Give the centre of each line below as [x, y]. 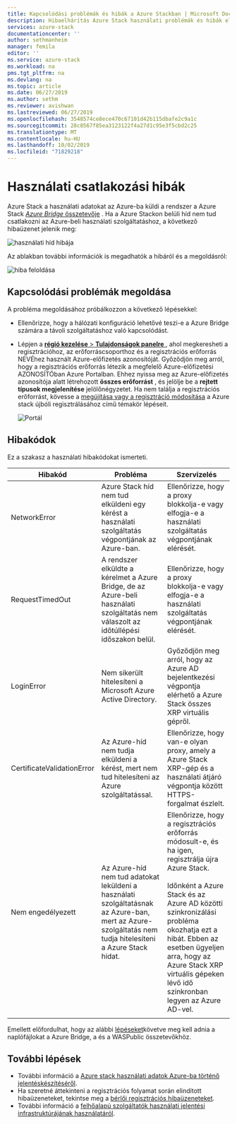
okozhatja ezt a [192, 930]
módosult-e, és [193, 841]
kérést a [115, 513]
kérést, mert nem [129, 768]
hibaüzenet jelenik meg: [42, 229]
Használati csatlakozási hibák [96, 187]
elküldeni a [119, 759]
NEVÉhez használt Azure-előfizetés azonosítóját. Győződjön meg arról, [121, 359]
